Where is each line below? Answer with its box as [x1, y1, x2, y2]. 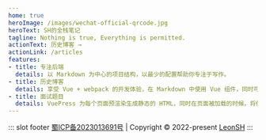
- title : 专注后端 [8, 63, 65, 71]
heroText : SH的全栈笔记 [8, 26, 81, 34]
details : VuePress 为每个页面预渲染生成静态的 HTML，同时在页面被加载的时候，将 [15, 100, 256, 108]
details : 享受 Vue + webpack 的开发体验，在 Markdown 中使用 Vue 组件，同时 [15, 85, 254, 93]
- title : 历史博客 [8, 78, 65, 85]
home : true [8, 11, 44, 20]
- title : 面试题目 [8, 93, 65, 100]
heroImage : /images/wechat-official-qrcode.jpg [8, 19, 169, 27]
